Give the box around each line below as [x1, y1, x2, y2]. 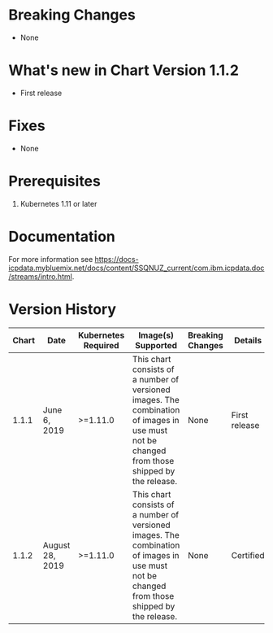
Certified [231, 549, 266, 561]
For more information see [8, 254, 93, 264]
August [42, 539, 71, 551]
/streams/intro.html [8, 271, 73, 282]
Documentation [8, 227, 116, 246]
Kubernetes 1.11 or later [19, 199, 97, 208]
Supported [135, 339, 177, 351]
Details [234, 334, 262, 346]
